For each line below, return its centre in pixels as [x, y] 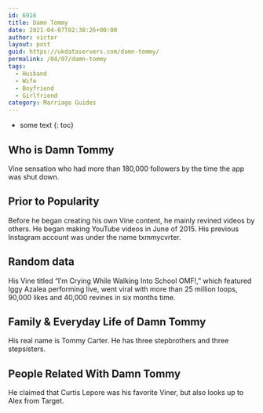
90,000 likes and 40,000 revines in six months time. [92, 297]
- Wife [26, 81]
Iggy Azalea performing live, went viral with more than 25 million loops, [123, 289]
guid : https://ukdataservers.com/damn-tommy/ [84, 52]
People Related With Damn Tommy [95, 373]
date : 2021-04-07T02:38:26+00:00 [63, 30]
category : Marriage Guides [52, 103]
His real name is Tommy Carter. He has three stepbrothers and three [119, 341]
